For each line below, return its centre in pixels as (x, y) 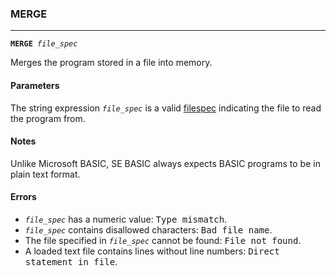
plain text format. (45, 174)
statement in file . (71, 261)
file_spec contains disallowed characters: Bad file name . (148, 229)
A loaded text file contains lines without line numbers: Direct (152, 251)
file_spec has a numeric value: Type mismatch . (126, 219)
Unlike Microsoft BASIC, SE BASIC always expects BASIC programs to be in (165, 163)
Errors (23, 197)
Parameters (35, 85)
